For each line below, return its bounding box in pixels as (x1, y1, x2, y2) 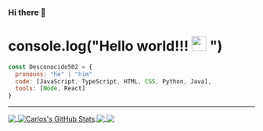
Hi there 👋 (8, 7, 47, 18)
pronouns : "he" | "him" (15, 70, 92, 78)
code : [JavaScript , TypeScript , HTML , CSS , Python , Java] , (15, 77, 212, 85)
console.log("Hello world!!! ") (8, 37, 223, 55)
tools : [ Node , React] (15, 85, 86, 93)
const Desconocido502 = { (8, 62, 92, 71)
